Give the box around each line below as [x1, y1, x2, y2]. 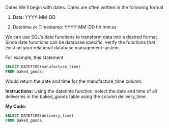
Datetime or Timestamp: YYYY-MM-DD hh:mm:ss [12, 24, 117, 30]
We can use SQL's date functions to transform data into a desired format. [5, 34, 159, 40]
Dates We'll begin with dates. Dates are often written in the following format [5, 5, 164, 10]
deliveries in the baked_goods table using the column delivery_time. [5, 93, 147, 100]
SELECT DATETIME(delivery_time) [5, 113, 74, 118]
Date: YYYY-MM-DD [12, 14, 56, 20]
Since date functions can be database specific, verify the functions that [5, 39, 155, 45]
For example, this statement [5, 54, 64, 60]
